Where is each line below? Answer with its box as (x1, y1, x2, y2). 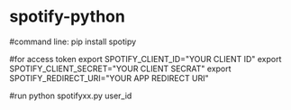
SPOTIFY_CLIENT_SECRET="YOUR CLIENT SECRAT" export (9, 63, 232, 74)
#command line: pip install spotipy (9, 36, 137, 47)
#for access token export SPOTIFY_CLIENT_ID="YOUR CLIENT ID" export (9, 53, 282, 64)
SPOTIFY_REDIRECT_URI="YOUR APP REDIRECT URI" (9, 72, 209, 83)
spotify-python (9, 6, 126, 27)
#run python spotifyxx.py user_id (9, 90, 132, 101)
